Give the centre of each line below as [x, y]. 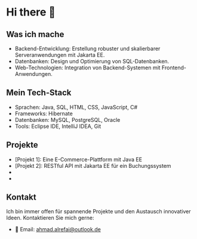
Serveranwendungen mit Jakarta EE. [60, 55]
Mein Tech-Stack [39, 93]
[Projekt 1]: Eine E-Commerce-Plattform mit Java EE [78, 159]
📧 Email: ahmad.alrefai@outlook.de [58, 229]
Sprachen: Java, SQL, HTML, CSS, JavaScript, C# [76, 107]
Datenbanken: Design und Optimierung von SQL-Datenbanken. [92, 61]
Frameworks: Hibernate [44, 114]
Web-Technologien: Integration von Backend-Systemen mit [87, 68]
